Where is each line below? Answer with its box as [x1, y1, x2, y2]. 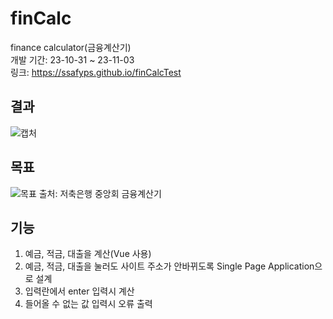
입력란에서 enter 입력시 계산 [24, 285, 135, 297]
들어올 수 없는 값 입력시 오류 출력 [24, 298, 153, 310]
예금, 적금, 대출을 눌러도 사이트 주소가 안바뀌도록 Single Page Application [24, 260, 315, 272]
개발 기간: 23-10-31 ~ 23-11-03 [10, 53, 135, 66]
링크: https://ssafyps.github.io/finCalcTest [10, 66, 182, 78]
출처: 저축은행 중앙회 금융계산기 [38, 187, 162, 199]
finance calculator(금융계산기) [10, 41, 132, 53]
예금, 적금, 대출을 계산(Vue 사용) [24, 248, 152, 260]
